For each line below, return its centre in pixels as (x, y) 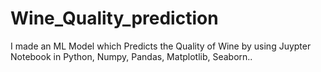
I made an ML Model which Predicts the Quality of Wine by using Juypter (161, 46)
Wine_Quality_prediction (114, 18)
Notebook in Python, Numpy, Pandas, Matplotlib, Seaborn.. (131, 56)
